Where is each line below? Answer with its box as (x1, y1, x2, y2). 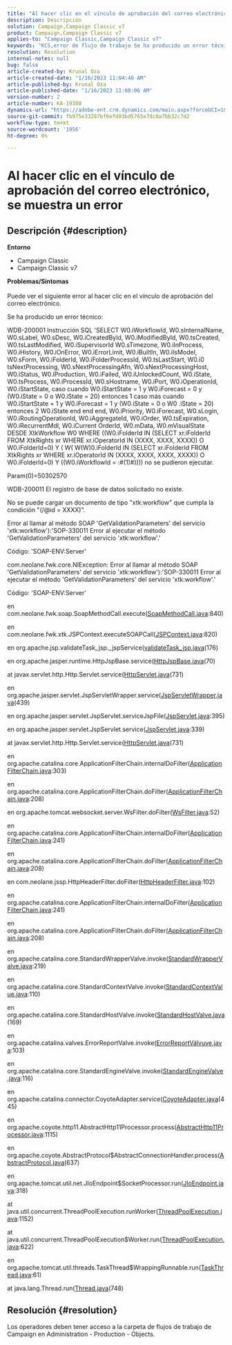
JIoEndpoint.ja (182, 1179, 224, 1187)
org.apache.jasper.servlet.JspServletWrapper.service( (7, 691, 162, 699)
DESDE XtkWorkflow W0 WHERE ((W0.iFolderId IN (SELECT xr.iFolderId (7, 429, 211, 438)
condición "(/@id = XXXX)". (7, 506, 86, 514)
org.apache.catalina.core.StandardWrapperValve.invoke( (7, 954, 169, 963)
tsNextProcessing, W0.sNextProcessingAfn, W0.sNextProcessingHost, (7, 363, 209, 371)
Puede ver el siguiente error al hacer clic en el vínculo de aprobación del (7, 292, 213, 301)
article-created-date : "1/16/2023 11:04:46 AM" (7, 74, 147, 82)
